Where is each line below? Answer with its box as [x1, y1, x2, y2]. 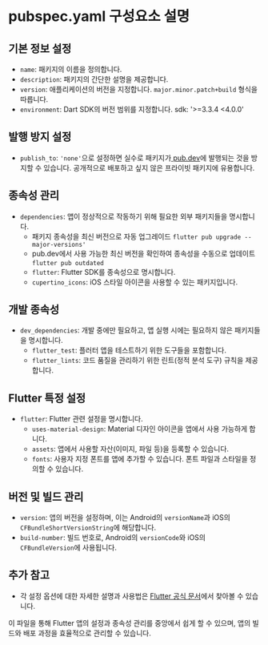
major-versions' [31, 240, 86, 248]
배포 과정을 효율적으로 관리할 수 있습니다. [22, 628, 152, 638]
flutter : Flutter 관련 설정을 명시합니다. [19, 414, 143, 424]
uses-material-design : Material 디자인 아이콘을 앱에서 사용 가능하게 [31, 424, 248, 433]
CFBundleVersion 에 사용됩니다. [19, 542, 118, 553]
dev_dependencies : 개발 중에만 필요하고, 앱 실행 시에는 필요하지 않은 [19, 325, 234, 335]
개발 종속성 [8, 303, 60, 316]
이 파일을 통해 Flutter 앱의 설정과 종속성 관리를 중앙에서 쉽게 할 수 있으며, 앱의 [8, 618, 251, 627]
